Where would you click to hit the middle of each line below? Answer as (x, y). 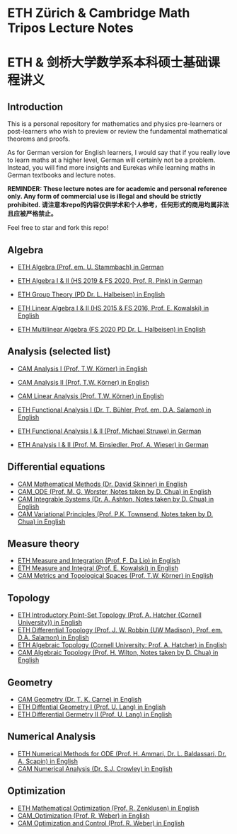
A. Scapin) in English (48, 761)
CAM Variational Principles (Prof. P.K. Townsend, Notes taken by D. (115, 514)
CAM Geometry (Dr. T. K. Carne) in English (80, 700)
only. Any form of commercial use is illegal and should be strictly (104, 197)
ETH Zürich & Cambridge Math (99, 13)
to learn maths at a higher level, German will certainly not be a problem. (111, 160)
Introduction (35, 106)
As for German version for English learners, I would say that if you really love (119, 153)
